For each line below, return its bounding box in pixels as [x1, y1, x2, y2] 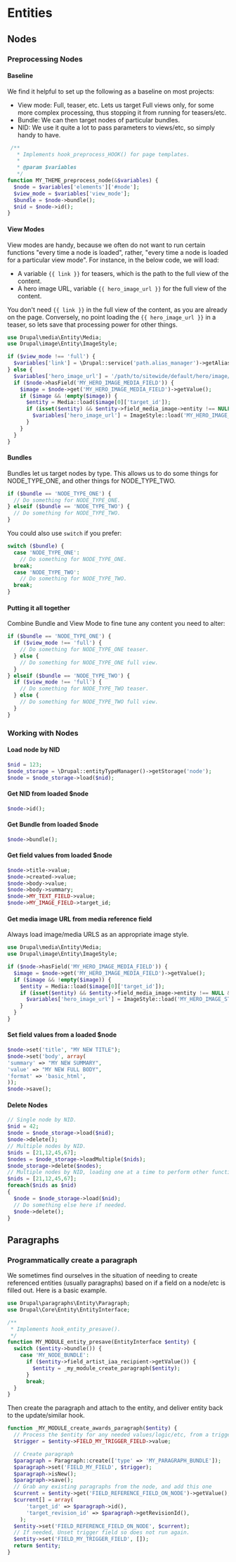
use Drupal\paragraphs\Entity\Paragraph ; [7, 1300, 131, 1307]
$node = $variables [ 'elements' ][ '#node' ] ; [13, 183, 140, 191]
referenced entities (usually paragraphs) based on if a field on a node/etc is [7, 1279, 226, 1287]
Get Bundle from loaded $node [7, 820, 99, 829]
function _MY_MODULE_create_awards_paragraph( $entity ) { [7, 1425, 178, 1432]
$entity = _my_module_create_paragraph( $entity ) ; [32, 1364, 181, 1372]
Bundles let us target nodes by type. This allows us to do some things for [7, 469, 218, 477]
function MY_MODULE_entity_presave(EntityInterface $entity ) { [7, 1339, 197, 1346]
